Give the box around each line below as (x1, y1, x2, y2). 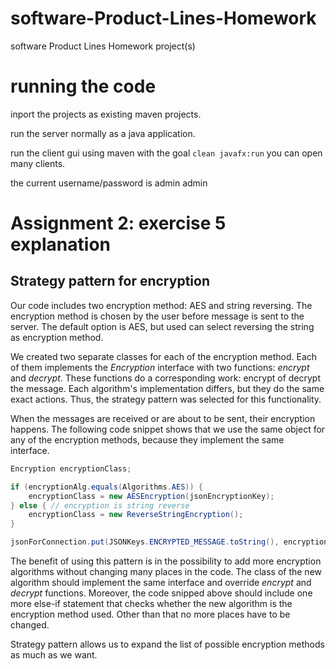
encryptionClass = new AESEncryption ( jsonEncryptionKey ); (28, 491, 275, 501)
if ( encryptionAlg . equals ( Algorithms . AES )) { (10, 482, 203, 492)
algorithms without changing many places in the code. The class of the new (10, 566, 323, 577)
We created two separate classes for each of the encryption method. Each (10, 350, 318, 362)
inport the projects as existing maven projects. (10, 108, 202, 120)
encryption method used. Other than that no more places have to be (10, 608, 291, 620)
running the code (10, 75, 157, 98)
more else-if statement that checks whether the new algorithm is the (10, 598, 293, 609)
